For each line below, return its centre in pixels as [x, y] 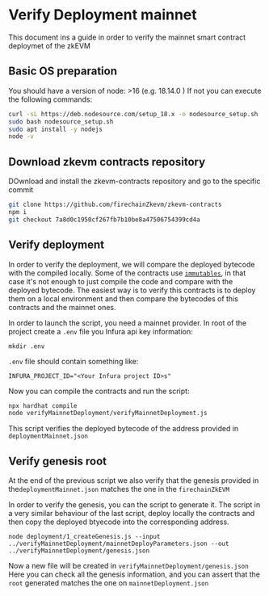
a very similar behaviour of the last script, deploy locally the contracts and [132, 514]
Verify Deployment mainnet [103, 15]
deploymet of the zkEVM [50, 45]
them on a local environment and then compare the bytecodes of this [123, 298]
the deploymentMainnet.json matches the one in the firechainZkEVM [119, 489]
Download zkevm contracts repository [107, 162]
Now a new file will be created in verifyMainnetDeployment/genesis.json [128, 566]
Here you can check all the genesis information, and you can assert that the [134, 574]
